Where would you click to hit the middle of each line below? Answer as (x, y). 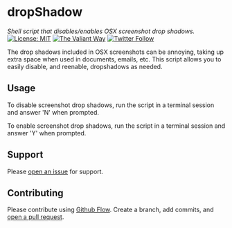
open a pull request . (36, 217)
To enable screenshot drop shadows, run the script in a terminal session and (116, 126)
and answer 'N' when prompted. (53, 112)
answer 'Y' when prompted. (47, 133)
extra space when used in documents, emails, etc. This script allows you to (114, 59)
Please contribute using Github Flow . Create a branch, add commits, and (110, 210)
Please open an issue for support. (55, 171)
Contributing (35, 193)
